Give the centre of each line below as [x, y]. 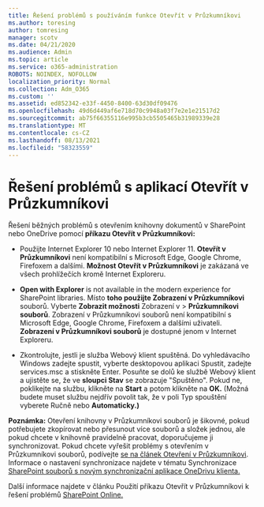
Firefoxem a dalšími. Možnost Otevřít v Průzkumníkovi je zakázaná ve [134, 266]
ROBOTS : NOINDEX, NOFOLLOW [52, 74]
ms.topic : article [38, 60]
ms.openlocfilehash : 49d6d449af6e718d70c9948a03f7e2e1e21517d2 [114, 111]
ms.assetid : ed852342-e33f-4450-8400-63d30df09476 [93, 103]
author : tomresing [38, 30]
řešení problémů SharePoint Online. [66, 495]
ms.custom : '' [32, 96]
